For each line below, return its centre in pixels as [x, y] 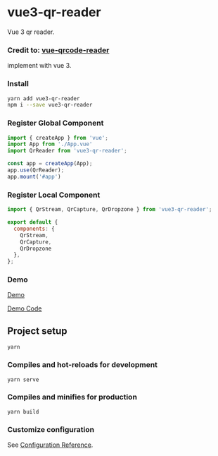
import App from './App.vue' [50, 144]
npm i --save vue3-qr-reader [50, 105]
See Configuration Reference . [50, 445]
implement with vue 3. [39, 66]
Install [18, 84]
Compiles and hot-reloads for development [83, 365]
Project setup [38, 331]
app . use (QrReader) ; [36, 170]
